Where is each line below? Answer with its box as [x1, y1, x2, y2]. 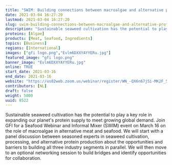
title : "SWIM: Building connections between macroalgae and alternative [5, 7, 164, 13]
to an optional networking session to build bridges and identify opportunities [5, 150, 166, 156]
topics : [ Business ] [5, 41, 47, 46]
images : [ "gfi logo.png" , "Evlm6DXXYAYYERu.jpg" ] [5, 50, 111, 55]
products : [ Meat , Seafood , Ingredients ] [5, 36, 93, 41]
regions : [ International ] [5, 45, 60, 51]
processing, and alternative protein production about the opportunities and [5, 139, 163, 145]
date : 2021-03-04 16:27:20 [5, 12, 63, 17]
